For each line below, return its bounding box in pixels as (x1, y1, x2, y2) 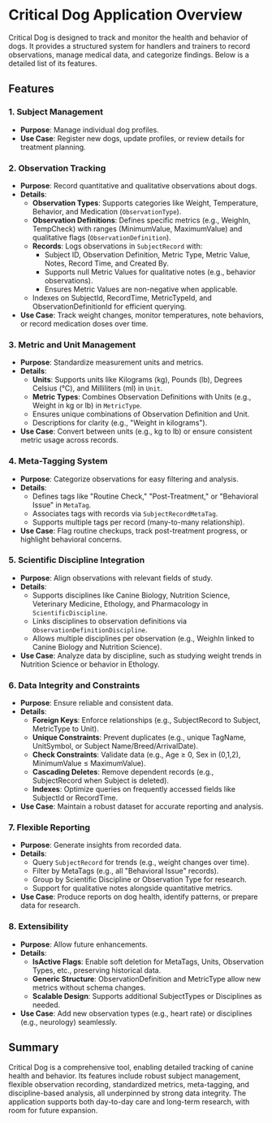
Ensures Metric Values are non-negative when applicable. (44, 284, 238, 294)
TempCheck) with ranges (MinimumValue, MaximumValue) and (32, 223, 243, 233)
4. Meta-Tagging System (8, 456, 108, 467)
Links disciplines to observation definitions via (32, 615, 188, 626)
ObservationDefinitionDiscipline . (32, 624, 148, 634)
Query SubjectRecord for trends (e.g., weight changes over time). (32, 857, 250, 867)
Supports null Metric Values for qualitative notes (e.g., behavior (44, 266, 256, 277)
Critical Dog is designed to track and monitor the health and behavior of (8, 32, 248, 42)
